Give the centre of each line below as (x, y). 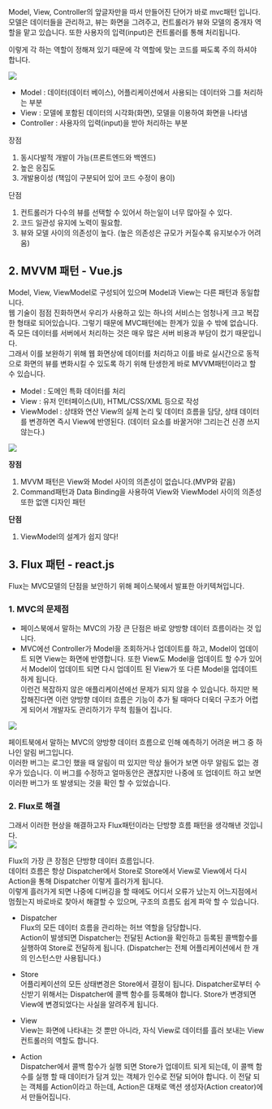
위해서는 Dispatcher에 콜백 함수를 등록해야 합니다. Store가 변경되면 (149, 994)
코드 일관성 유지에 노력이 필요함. (71, 223)
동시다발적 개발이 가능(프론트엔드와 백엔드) (88, 158)
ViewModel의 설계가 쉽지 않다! (69, 537)
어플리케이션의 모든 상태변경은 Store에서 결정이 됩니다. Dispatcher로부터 (136, 984)
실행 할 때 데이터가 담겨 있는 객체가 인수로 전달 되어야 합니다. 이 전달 (143, 1076)
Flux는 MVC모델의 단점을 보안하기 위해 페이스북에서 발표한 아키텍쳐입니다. (127, 585)
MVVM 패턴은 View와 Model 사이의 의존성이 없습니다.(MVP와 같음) (128, 481)
